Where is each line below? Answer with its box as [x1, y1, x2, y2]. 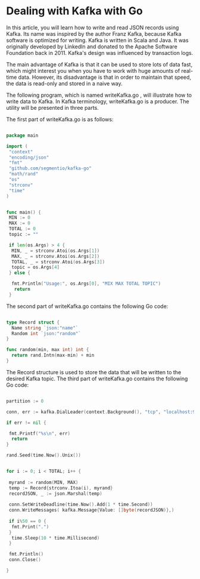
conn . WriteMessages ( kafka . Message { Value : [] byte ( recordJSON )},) [8, 507, 174, 513]
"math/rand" [8, 171, 39, 177]
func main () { [6, 209, 42, 215]
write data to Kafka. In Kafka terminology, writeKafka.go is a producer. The [6, 97, 189, 105]
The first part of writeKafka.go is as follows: [6, 115, 114, 123]
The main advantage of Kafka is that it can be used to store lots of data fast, [6, 61, 193, 68]
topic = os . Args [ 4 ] [11, 264, 60, 270]
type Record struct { [6, 319, 60, 325]
